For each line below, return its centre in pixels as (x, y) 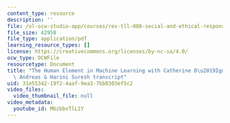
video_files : (26, 90)
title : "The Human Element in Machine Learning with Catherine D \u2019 (111, 70)
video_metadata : (30, 102)
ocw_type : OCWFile (33, 58)
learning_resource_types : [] (49, 45)
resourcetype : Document (41, 64)
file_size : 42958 (32, 32)
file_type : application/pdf (47, 39)
